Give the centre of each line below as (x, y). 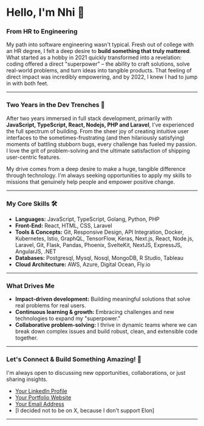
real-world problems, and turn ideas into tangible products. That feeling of (99, 71)
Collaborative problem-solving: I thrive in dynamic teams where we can (106, 325)
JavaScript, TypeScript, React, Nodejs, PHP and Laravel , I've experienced (100, 125)
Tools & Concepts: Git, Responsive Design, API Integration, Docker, (99, 232)
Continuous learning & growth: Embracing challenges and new (94, 312)
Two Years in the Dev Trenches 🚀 (56, 105)
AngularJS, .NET (36, 251)
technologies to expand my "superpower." (68, 318)
